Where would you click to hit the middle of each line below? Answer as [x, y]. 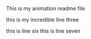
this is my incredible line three [43, 19]
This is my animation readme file [46, 8]
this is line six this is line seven [43, 31]
